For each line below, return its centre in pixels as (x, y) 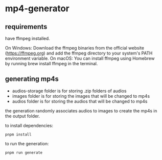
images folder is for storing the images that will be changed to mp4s (81, 96)
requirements (26, 27)
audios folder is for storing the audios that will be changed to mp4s (80, 101)
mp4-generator (37, 9)
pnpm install (18, 134)
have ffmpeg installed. (28, 38)
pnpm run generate (24, 153)
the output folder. (23, 116)
